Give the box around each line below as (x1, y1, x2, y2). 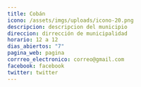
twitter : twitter (7, 69, 59, 76)
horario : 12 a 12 (7, 36, 59, 43)
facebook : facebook (7, 62, 65, 69)
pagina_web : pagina (7, 50, 65, 57)
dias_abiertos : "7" (7, 43, 65, 50)
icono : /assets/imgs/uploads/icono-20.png (7, 17, 134, 24)
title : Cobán (7, 10, 46, 18)
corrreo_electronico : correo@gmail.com (7, 56, 125, 63)
